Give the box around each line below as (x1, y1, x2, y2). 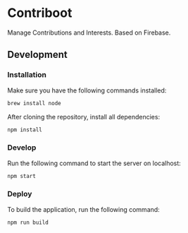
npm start (7, 172, 37, 179)
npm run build (7, 219, 49, 226)
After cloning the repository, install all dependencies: (7, 112, 161, 121)
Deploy (7, 189, 32, 199)
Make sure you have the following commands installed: (7, 86, 167, 95)
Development (7, 49, 68, 61)
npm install (7, 126, 42, 133)
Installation (7, 70, 47, 80)
